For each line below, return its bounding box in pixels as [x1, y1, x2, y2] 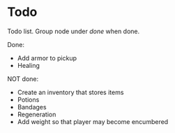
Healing [17, 61, 40, 69]
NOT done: [7, 74, 39, 83]
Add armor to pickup [17, 53, 77, 62]
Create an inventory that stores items [17, 88, 124, 96]
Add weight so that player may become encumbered [17, 117, 169, 125]
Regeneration [17, 110, 56, 118]
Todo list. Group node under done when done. [7, 27, 140, 35]
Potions [17, 95, 40, 104]
